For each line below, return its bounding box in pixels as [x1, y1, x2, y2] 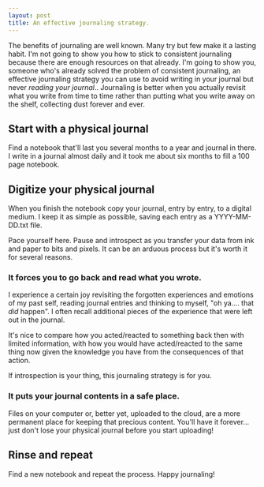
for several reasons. [8, 253, 73, 262]
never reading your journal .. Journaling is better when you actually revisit [8, 82, 246, 92]
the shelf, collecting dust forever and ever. [8, 99, 146, 109]
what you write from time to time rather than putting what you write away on [8, 91, 255, 100]
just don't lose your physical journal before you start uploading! [8, 425, 214, 435]
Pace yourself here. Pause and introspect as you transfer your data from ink [8, 236, 255, 245]
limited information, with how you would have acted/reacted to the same [8, 339, 243, 348]
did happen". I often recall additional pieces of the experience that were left [8, 307, 253, 317]
